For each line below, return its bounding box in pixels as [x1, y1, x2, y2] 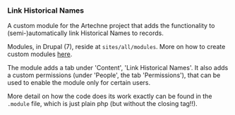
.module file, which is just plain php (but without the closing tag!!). [7, 100, 198, 108]
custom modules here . [7, 50, 73, 58]
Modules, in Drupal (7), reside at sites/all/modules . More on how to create [7, 43, 226, 51]
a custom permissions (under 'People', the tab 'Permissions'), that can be [7, 71, 221, 79]
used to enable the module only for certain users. [7, 79, 151, 87]
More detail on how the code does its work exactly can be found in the [7, 92, 212, 100]
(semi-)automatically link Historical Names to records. [7, 29, 164, 37]
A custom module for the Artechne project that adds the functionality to [7, 22, 215, 30]
